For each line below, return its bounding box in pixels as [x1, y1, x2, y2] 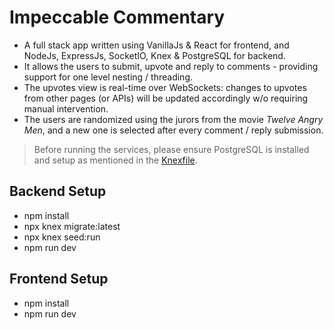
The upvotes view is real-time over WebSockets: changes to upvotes [23, 81, 307, 93]
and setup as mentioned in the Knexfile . [33, 154, 198, 166]
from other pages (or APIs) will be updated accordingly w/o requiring [23, 92, 309, 104]
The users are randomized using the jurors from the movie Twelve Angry [23, 113, 324, 125]
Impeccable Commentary [9, 6, 226, 29]
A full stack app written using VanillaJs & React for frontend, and [23, 39, 290, 51]
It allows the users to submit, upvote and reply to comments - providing [23, 60, 319, 72]
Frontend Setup [9, 271, 109, 288]
